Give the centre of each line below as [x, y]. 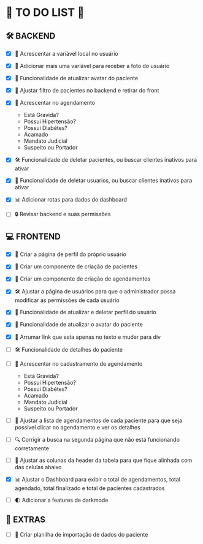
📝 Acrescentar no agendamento [55, 103]
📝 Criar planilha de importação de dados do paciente [81, 534]
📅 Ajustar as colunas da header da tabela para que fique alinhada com [103, 460]
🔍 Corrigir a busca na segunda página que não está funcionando [97, 439]
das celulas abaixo [38, 467]
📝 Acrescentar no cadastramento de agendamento [79, 363]
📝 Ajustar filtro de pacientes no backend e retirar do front [87, 91]
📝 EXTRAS [26, 520]
